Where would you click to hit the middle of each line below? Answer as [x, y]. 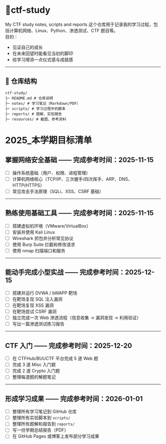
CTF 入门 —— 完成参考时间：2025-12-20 [69, 345]
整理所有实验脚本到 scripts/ [41, 418]
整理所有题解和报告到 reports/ [43, 424]
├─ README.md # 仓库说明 [29, 98]
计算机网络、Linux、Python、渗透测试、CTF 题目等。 [64, 30]
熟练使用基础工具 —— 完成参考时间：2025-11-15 [80, 213]
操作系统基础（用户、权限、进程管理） [51, 173]
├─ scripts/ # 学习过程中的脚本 [35, 109]
